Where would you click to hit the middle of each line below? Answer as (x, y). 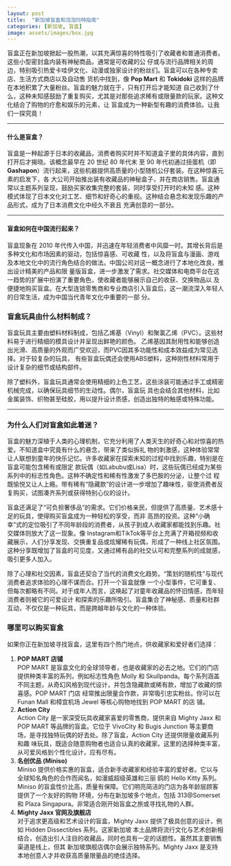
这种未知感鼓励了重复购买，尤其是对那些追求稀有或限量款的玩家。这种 (118, 96)
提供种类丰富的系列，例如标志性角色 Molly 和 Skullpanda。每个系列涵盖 (118, 676)
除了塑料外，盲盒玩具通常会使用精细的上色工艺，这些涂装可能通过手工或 (109, 381)
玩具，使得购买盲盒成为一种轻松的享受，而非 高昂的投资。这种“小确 (115, 516)
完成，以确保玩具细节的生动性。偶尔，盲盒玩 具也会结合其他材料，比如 (119, 390)
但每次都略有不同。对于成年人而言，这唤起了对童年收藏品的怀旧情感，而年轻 (115, 591)
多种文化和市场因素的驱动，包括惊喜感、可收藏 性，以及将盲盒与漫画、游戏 (113, 254)
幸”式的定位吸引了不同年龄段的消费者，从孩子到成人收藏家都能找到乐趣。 (111, 525)
